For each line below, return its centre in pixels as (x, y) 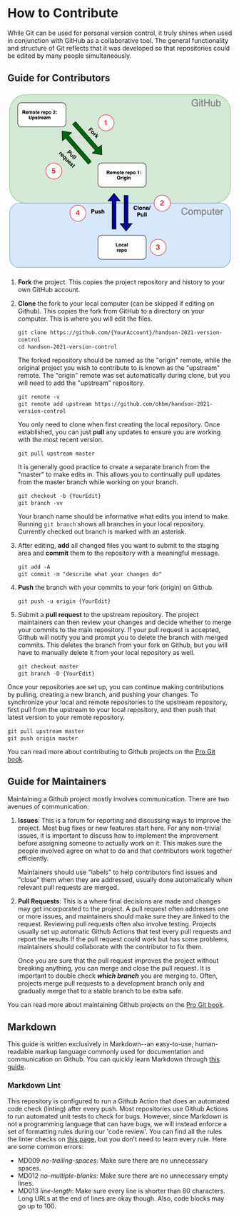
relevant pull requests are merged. (68, 887)
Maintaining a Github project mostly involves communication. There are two (118, 798)
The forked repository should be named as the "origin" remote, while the (124, 360)
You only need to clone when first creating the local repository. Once (119, 424)
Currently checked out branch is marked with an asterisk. (102, 531)
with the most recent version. (61, 439)
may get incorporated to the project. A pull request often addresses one (123, 908)
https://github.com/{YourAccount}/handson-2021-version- (136, 332)
